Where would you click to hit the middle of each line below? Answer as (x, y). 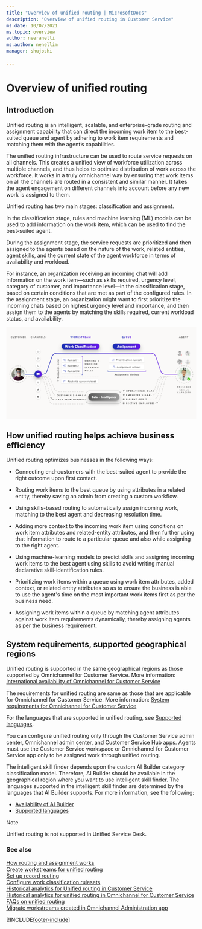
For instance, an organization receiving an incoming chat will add (87, 273)
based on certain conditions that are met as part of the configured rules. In (99, 293)
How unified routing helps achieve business (90, 436)
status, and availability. (35, 318)
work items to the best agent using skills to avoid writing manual (95, 563)
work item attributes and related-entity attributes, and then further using (105, 532)
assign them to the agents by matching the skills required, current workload (100, 312)
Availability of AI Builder (44, 804)
